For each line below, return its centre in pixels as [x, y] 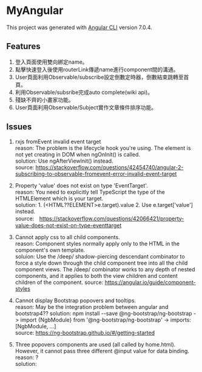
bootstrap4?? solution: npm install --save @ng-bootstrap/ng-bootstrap [103, 313]
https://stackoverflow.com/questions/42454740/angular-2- [109, 167]
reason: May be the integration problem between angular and [92, 306]
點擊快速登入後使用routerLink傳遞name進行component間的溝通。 [97, 69]
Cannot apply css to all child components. [67, 237]
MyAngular [35, 11]
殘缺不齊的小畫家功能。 [44, 100]
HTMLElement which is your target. [59, 198]
